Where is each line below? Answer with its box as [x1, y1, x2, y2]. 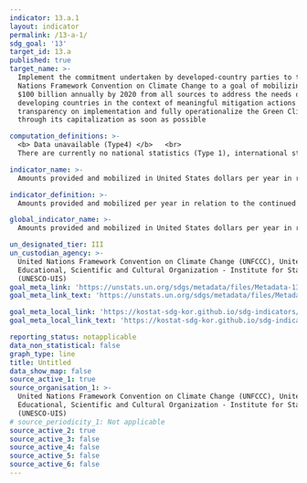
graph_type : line [9, 349, 76, 359]
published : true [9, 56, 71, 65]
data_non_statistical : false [9, 341, 121, 350]
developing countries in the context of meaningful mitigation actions [17, 98, 297, 108]
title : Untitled [9, 358, 71, 367]
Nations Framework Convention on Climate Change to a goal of [17, 81, 259, 90]
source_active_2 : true [9, 425, 96, 435]
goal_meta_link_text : [9, 291, 92, 300]
